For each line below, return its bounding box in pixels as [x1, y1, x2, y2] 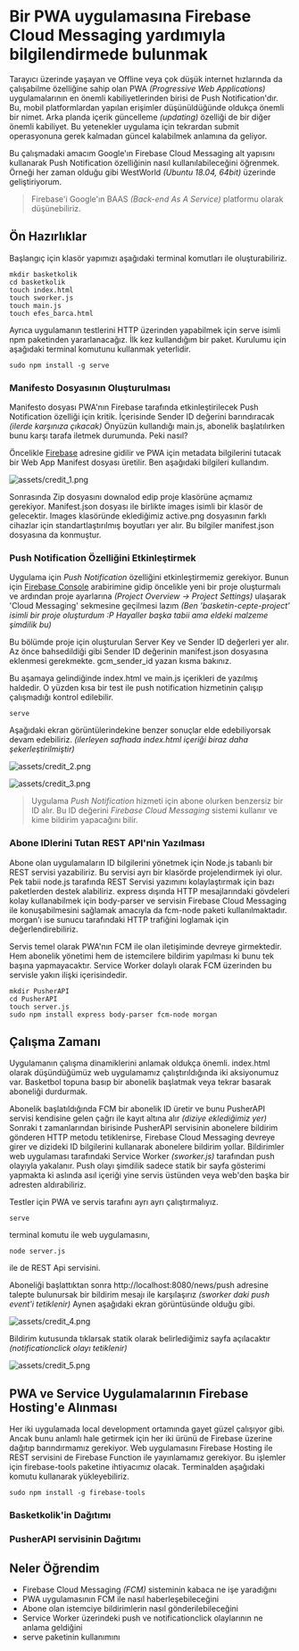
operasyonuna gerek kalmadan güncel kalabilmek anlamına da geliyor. [9, 130, 268, 141]
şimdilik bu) [9, 619, 52, 630]
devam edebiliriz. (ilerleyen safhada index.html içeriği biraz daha [9, 734, 248, 745]
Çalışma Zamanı [9, 1034, 101, 1050]
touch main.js [9, 301, 62, 310]
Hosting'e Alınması [9, 1399, 118, 1415]
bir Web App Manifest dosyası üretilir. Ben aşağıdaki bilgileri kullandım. [9, 457, 270, 468]
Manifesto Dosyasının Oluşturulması [9, 381, 171, 394]
